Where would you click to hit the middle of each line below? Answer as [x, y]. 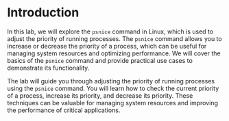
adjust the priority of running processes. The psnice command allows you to [114, 38]
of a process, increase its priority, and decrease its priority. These [100, 95]
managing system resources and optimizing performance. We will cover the [114, 53]
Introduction [43, 13]
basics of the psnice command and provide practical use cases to [100, 60]
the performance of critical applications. [64, 110]
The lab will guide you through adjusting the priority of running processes [111, 81]
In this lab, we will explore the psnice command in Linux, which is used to [110, 31]
